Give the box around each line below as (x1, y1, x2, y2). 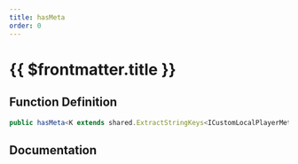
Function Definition (9, 95, 118, 110)
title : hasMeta (9, 12, 66, 22)
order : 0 (9, 21, 42, 30)
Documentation (9, 143, 98, 158)
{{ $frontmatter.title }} (9, 59, 176, 80)
